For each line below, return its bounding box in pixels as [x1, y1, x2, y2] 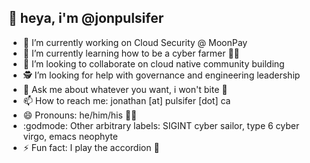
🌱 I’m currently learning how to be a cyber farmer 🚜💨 [22, 47, 240, 59]
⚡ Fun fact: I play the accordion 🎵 [22, 141, 160, 153]
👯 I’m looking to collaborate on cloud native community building [22, 57, 285, 70]
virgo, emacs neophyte [22, 130, 118, 142]
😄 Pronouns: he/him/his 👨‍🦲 [22, 109, 138, 121]
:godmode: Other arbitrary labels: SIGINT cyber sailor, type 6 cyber [22, 119, 300, 131]
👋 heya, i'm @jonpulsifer [8, 10, 165, 27]
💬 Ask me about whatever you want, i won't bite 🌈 [22, 83, 228, 95]
